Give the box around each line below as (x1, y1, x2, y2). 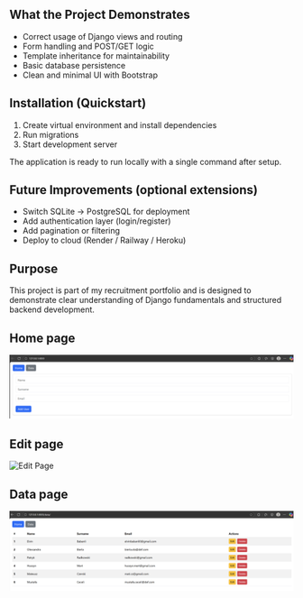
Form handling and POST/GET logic (22, 41, 155, 51)
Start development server (22, 139, 118, 150)
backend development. (9, 304, 95, 315)
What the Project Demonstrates (9, 7, 191, 23)
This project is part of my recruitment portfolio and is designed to (9, 285, 252, 296)
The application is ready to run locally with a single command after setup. (9, 156, 282, 167)
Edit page (9, 437, 64, 452)
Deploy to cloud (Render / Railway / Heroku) (22, 235, 187, 246)
